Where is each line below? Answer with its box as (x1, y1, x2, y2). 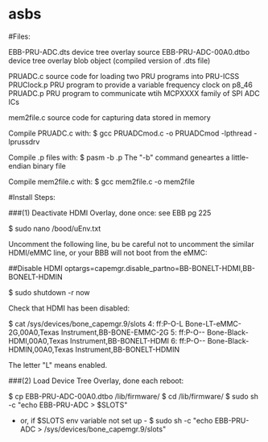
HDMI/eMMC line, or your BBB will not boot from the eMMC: (8, 248, 208, 257)
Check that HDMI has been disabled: (8, 303, 130, 313)
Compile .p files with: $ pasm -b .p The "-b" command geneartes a (8, 152, 230, 162)
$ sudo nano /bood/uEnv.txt (8, 223, 101, 233)
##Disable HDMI (8, 263, 63, 273)
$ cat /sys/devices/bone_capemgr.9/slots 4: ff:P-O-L (8, 319, 183, 328)
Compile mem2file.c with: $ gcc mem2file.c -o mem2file (8, 177, 196, 186)
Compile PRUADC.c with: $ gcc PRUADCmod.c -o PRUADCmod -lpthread (8, 128, 252, 138)
